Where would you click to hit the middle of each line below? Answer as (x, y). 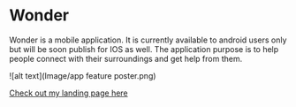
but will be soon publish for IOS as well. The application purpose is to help (144, 49)
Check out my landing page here (68, 93)
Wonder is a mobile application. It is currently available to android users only (148, 40)
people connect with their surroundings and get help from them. (126, 58)
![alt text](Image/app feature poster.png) (83, 75)
